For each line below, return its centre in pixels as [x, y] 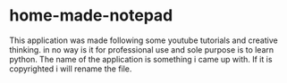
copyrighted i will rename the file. [71, 69]
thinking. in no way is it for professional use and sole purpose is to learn [142, 49]
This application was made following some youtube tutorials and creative [144, 40]
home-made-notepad [91, 16]
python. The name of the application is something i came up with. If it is [141, 59]
